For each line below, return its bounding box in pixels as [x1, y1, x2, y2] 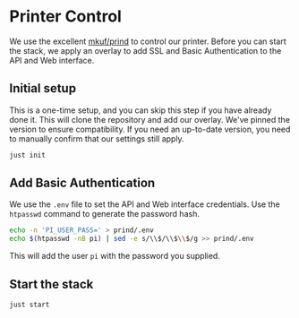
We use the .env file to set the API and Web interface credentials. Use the [9, 199, 280, 210]
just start [9, 300, 50, 309]
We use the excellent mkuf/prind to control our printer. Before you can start [9, 36, 286, 47]
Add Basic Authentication [9, 176, 156, 191]
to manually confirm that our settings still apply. [9, 133, 185, 144]
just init [9, 150, 47, 159]
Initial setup [9, 81, 77, 96]
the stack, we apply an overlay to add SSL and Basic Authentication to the [9, 45, 282, 56]
